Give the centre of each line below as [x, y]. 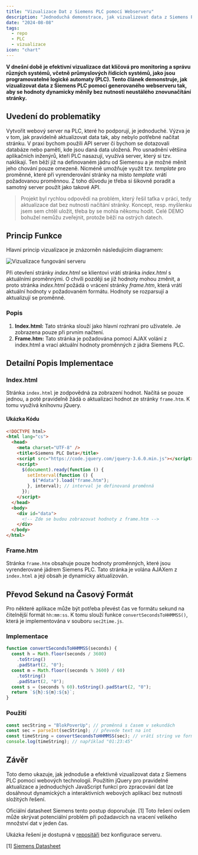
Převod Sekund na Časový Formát [70, 594]
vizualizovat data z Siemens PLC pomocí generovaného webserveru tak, [97, 85]
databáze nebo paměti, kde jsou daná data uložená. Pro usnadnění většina [96, 149]
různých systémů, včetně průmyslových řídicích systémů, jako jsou [91, 73]
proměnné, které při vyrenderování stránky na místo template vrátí [86, 174]
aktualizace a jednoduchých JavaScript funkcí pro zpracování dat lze [90, 787]
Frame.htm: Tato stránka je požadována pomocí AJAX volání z [91, 338]
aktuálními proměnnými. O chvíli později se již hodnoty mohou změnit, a [93, 279]
